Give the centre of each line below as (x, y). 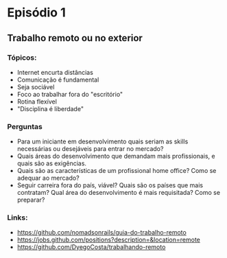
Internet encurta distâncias (55, 72)
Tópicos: (22, 58)
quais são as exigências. (52, 163)
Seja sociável (36, 86)
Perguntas (25, 126)
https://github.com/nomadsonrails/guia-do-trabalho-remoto (101, 233)
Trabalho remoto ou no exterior (75, 38)
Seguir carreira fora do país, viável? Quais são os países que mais (110, 185)
